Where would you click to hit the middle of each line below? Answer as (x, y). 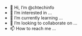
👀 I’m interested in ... (31, 13)
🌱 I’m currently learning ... (36, 18)
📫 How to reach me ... (33, 28)
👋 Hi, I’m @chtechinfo (32, 8)
